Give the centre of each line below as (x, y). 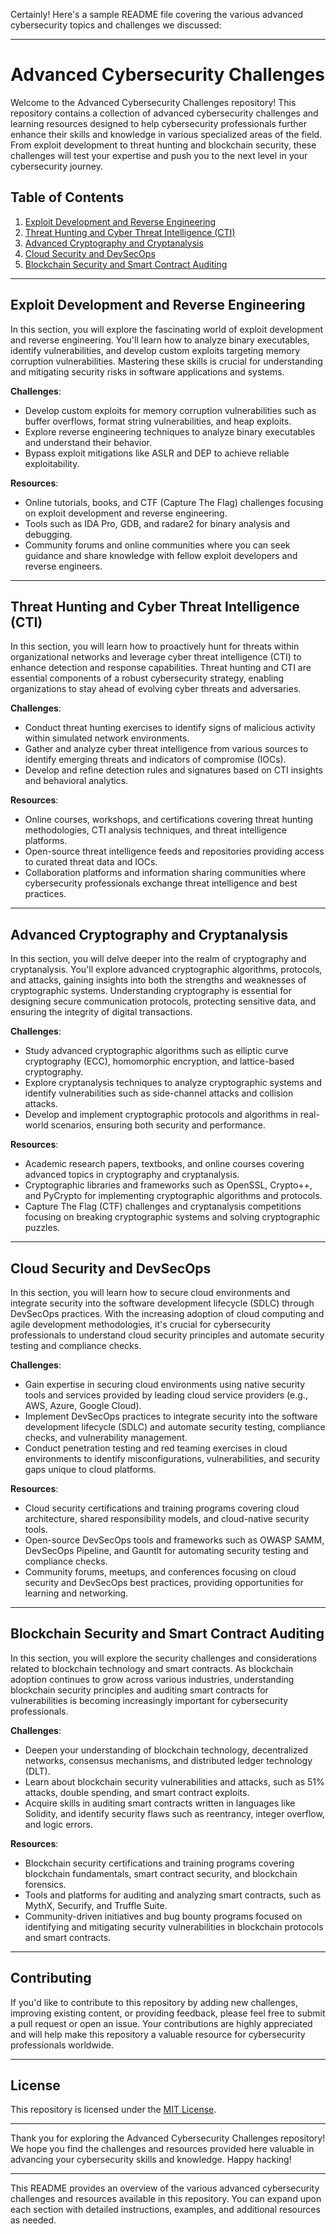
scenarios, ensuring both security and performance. (158, 1125)
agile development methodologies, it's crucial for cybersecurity (141, 1324)
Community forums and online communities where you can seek (157, 545)
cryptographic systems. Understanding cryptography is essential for (151, 991)
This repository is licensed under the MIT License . (113, 2110)
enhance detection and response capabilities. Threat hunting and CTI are (161, 668)
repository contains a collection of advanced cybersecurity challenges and (164, 113)
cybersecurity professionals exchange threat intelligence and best (161, 883)
